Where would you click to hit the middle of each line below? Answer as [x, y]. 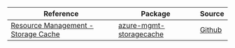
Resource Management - [52, 25]
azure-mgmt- [142, 25]
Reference [61, 14]
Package [156, 14]
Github [211, 30]
